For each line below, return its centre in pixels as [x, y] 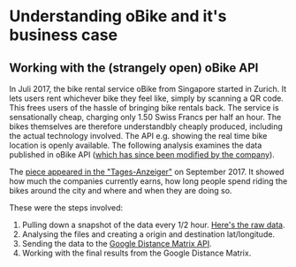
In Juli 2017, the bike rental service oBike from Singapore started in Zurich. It [148, 89]
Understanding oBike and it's [118, 16]
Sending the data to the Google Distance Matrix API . [117, 244]
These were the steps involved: [66, 208]
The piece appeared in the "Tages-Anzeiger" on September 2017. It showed [147, 172]
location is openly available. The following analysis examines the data [136, 145]
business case [63, 35]
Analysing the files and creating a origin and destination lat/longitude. [148, 234]
